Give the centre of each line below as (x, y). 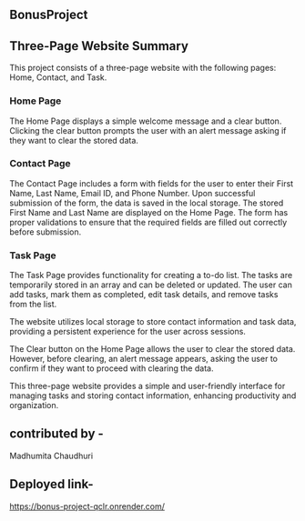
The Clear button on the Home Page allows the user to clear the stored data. (152, 349)
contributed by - (57, 434)
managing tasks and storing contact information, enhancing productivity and (153, 396)
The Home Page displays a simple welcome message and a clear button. (146, 121)
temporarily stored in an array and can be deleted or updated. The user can (151, 285)
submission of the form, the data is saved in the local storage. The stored (147, 203)
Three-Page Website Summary (99, 46)
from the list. (33, 305)
